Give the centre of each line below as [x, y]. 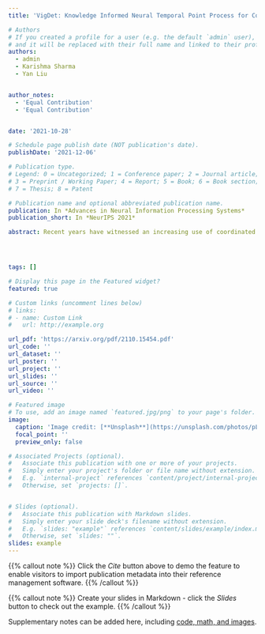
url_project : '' [35, 368]
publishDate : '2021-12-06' [52, 153]
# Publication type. [42, 167]
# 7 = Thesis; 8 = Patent [50, 189]
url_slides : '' [33, 376]
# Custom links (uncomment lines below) [76, 303]
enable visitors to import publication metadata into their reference [115, 574]
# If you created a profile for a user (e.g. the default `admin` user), [132, 37]
